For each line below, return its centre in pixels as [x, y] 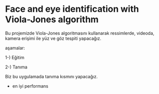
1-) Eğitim [15, 57]
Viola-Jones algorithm [52, 19]
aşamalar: [15, 48]
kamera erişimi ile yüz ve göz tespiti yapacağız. [53, 38]
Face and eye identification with [72, 9]
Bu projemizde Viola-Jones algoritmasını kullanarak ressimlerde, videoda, [80, 33]
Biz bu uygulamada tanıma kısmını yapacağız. [51, 76]
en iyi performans [30, 86]
